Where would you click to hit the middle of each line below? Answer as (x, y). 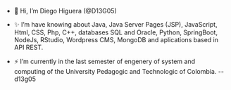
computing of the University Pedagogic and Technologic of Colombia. (115, 71)
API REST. (29, 47)
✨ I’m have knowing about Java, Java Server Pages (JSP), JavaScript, (115, 24)
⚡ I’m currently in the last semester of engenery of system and (105, 61)
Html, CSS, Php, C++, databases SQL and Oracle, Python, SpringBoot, (116, 32)
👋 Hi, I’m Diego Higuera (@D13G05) (65, 11)
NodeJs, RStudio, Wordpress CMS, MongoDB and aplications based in (116, 40)
